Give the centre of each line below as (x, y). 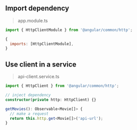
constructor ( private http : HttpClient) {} (51, 100)
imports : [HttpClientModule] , (42, 44)
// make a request (29, 114)
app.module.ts (33, 20)
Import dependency (37, 8)
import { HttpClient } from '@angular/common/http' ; (62, 86)
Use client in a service (41, 64)
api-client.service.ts (39, 77)
